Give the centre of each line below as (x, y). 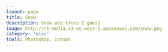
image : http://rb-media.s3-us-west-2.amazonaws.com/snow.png (84, 28)
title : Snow (21, 17)
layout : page (22, 12)
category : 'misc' (28, 34)
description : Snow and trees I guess (53, 23)
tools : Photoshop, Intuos (38, 39)
